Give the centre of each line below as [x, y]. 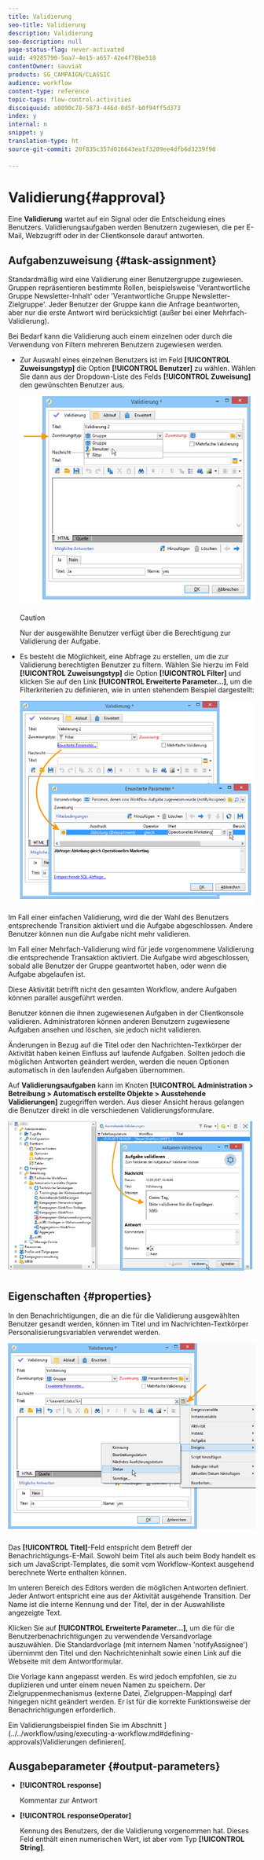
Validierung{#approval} [87, 197]
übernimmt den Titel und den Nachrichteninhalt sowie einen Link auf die [125, 1653]
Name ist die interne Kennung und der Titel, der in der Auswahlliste [117, 1604]
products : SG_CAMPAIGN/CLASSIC [59, 75]
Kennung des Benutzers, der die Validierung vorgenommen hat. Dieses [134, 1831]
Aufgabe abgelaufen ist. [47, 974]
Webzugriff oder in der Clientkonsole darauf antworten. [115, 236]
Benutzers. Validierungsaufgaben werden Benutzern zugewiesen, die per [126, 227]
